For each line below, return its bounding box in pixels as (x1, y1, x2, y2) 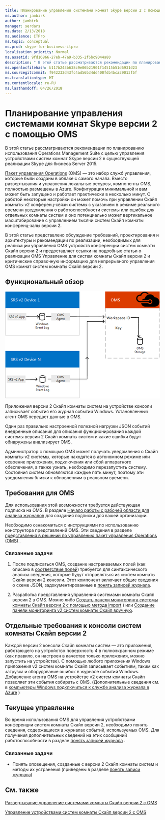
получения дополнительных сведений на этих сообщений (5, 732, 127, 738)
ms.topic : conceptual (5, 39, 50, 44)
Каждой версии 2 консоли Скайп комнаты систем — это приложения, (5, 642, 153, 648)
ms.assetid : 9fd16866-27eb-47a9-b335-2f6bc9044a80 (5, 55, 111, 60)
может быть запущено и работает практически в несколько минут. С (5, 191, 151, 197)
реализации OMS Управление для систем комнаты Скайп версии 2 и (5, 253, 151, 259)
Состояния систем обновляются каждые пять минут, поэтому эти (5, 469, 144, 475)
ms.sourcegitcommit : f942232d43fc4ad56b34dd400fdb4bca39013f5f (5, 70, 137, 75)
